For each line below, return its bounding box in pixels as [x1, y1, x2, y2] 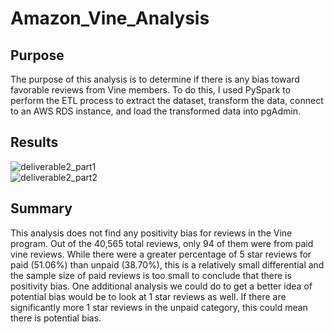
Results [10, 134, 59, 151]
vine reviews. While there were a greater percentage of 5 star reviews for [10, 248, 312, 260]
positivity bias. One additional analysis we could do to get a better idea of [10, 280, 313, 292]
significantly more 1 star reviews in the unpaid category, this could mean [10, 301, 308, 313]
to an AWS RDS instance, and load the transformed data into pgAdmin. [10, 105, 301, 117]
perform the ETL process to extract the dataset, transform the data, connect [10, 95, 324, 106]
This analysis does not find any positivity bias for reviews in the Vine [10, 227, 293, 239]
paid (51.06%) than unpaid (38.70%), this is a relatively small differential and [10, 258, 325, 271]
